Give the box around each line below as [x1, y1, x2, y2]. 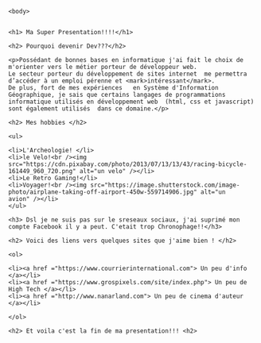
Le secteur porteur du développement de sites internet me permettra [8, 70, 247, 78]
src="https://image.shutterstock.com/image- [90, 181, 240, 189]
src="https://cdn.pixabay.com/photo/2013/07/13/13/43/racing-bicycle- [8, 160, 247, 168]
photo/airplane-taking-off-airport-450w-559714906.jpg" [8, 188, 197, 196]
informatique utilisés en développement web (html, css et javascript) [8, 98, 255, 106]
